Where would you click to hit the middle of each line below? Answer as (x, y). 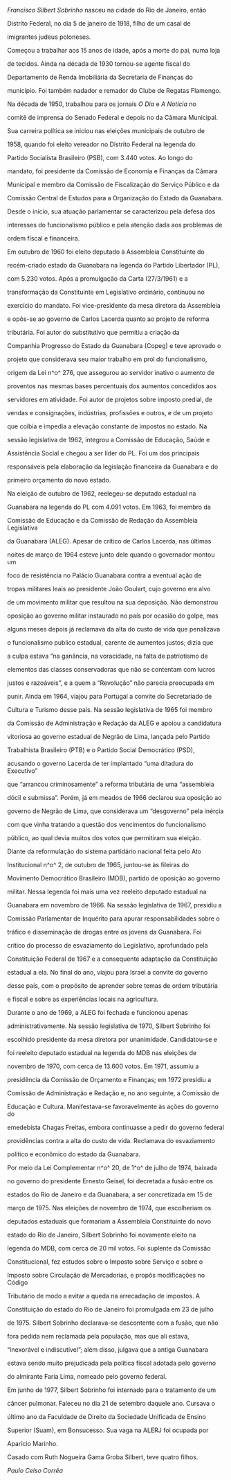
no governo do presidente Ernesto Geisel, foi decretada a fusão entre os (110, 1181)
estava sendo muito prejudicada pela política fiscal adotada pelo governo (112, 1363)
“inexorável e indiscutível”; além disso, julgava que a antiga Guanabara (108, 1350)
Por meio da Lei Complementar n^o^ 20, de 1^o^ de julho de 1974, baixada (112, 1168)
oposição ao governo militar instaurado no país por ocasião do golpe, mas (113, 616)
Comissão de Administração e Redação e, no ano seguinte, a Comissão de (113, 1093)
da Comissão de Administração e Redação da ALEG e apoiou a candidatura (114, 723)
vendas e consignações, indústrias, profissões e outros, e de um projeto (110, 413)
